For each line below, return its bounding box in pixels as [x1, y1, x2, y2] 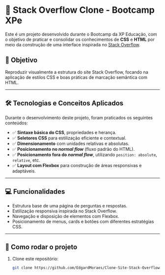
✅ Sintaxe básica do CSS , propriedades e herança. [12, 129, 117, 135]
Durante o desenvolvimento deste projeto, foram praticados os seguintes [5, 114, 153, 120]
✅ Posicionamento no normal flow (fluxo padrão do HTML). [12, 146, 135, 152]
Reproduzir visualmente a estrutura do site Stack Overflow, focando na [5, 69, 148, 75]
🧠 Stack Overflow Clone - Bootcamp [5, 4, 155, 16]
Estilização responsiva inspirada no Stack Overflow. [12, 208, 117, 214]
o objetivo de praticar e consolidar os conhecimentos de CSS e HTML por [5, 36, 155, 42]
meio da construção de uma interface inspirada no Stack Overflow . [5, 41, 141, 47]
